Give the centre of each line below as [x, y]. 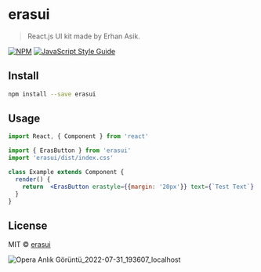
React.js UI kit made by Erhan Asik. [84, 36]
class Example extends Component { [66, 172]
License [28, 225]
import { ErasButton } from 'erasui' [70, 151]
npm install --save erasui [52, 94]
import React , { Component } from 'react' [78, 136]
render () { [33, 179]
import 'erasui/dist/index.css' [61, 158]
